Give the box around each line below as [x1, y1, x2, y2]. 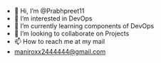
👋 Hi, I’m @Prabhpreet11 [14, 7, 85, 15]
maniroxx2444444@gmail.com [14, 47, 106, 56]
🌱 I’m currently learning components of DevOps [14, 22, 155, 30]
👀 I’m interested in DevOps [14, 14, 93, 23]
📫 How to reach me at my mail [14, 38, 105, 45]
